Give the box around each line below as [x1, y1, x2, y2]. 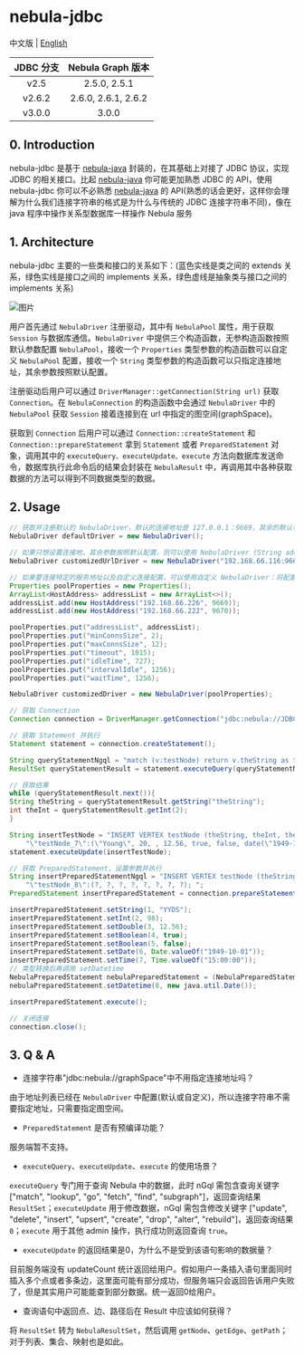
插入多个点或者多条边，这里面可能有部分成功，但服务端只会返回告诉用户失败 [9, 1275, 295, 1286]
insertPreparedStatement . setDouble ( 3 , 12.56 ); [9, 922, 188, 931]
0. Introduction [9, 138, 95, 153]
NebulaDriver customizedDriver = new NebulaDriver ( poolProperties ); [9, 690, 273, 699]
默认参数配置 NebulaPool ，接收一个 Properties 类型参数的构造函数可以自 [9, 343, 280, 354]
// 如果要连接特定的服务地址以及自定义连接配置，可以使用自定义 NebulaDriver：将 [9, 572, 283, 581]
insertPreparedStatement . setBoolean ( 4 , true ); [9, 930, 188, 939]
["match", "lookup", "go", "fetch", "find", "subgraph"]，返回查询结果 [9, 1191, 261, 1202]
